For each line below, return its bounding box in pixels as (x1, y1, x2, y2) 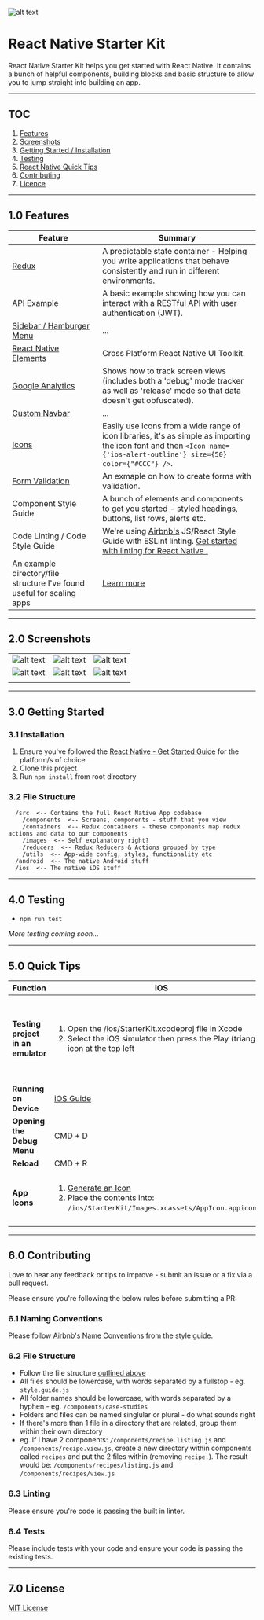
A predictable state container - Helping (101, 245, 247, 256)
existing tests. (8, 1552, 53, 1561)
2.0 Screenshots (8, 632, 92, 645)
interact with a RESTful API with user (101, 297, 237, 308)
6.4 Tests (8, 1526, 46, 1537)
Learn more (101, 578, 145, 589)
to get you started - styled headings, (101, 503, 238, 514)
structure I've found (12, 578, 85, 589)
